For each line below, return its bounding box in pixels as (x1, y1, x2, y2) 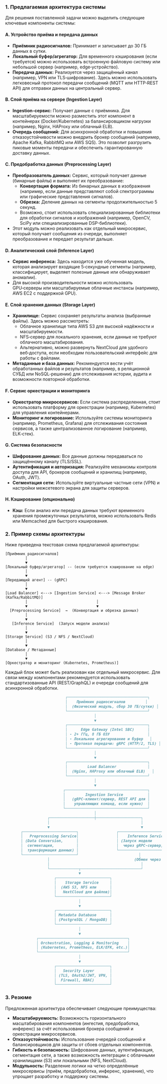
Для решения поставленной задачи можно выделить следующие (5, 15, 145, 21)
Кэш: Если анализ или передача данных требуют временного (12, 507, 145, 513)
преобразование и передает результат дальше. (12, 236, 114, 242)
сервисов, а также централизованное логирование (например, (12, 425, 148, 431)
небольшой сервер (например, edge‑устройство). (12, 64, 119, 70)
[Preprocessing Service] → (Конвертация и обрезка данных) (9, 608, 139, 613)
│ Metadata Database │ (54, 912, 112, 918)
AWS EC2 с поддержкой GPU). (12, 290, 77, 296)
